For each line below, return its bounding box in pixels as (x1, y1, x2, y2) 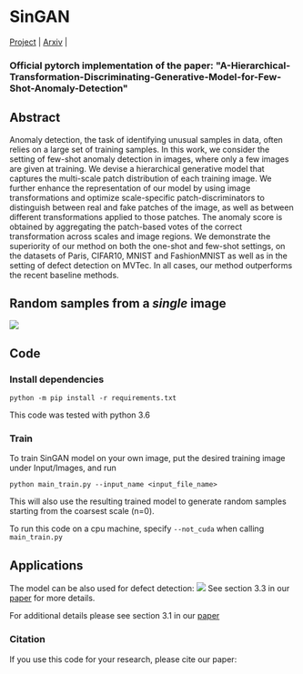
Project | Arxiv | (9, 36, 68, 47)
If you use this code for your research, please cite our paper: (9, 653, 237, 665)
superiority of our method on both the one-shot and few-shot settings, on (9, 240, 286, 251)
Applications (9, 558, 84, 573)
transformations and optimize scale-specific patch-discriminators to (9, 192, 266, 203)
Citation (9, 633, 45, 646)
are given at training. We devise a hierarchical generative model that (9, 163, 266, 174)
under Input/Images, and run (9, 462, 116, 474)
